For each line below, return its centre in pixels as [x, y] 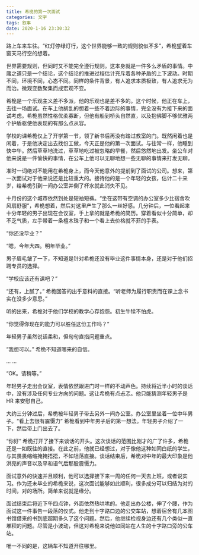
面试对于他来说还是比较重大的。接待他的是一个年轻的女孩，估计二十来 [102, 178]
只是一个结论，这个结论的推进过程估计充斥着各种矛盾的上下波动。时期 [107, 73]
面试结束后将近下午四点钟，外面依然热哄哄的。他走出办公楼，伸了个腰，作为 [99, 504]
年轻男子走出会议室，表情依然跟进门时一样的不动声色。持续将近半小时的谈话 [99, 386]
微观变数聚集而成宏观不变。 [55, 88]
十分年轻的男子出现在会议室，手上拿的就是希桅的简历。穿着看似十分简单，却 [99, 213]
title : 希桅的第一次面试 [33, 12]
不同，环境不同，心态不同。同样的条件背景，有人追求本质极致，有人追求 [94, 81]
